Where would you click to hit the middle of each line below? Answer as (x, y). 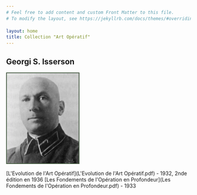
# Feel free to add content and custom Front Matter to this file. (90, 12)
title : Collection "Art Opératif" (48, 37)
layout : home (22, 31)
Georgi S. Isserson (40, 61)
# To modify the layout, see (42, 18)
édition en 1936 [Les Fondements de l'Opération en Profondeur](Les (89, 179)
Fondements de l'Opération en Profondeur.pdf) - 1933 (71, 186)
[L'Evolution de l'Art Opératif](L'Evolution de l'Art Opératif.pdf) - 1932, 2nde (97, 173)
